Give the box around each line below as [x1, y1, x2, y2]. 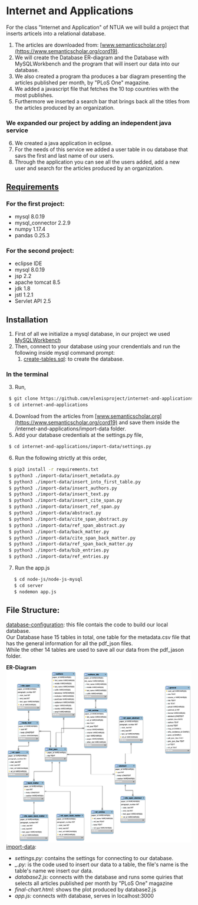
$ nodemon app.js [14, 589, 57, 594]
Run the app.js [14, 564, 50, 571]
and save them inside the [118, 419, 180, 426]
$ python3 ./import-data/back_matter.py [8, 528, 110, 535]
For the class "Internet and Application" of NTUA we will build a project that [6, 24, 190, 31]
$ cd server [14, 583, 44, 589]
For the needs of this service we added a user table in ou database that [14, 146, 188, 153]
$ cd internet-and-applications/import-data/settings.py [8, 444, 151, 450]
